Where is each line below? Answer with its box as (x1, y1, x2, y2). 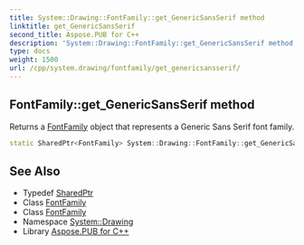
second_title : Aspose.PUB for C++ (9, 30, 140, 39)
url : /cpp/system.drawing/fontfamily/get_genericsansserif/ (9, 64, 242, 73)
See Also (9, 164, 61, 179)
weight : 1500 (9, 55, 59, 64)
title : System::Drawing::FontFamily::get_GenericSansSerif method (9, 13, 265, 23)
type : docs (9, 47, 51, 56)
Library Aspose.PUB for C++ (22, 226, 129, 237)
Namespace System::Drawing (22, 216, 134, 227)
